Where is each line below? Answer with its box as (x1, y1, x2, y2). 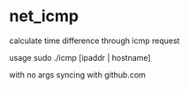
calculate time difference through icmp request (9, 35, 180, 46)
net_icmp (9, 6, 79, 26)
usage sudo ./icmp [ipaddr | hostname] (9, 52, 152, 63)
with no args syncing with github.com (9, 69, 146, 80)
